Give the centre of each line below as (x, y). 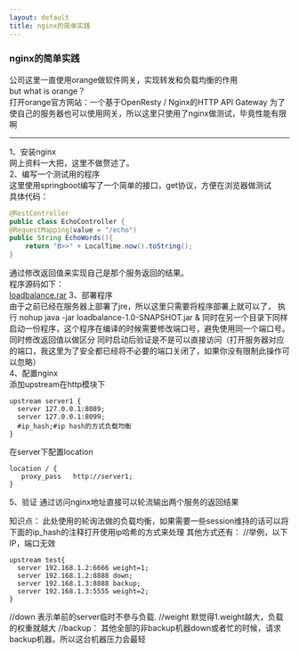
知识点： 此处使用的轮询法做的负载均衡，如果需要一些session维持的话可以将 (149, 521)
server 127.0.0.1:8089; (61, 409)
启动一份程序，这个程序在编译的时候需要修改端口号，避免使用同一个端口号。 (149, 329)
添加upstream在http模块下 (57, 384)
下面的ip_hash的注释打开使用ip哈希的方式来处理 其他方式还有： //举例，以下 (149, 533)
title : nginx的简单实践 (50, 26)
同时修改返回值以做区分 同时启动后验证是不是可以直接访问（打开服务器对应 (147, 340)
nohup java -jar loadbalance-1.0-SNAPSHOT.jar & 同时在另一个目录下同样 (154, 318)
